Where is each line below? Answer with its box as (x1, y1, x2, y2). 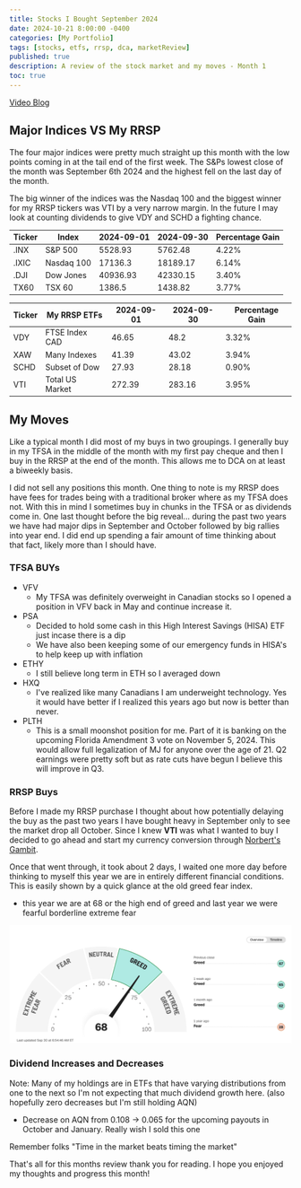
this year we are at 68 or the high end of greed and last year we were (21, 898, 278, 909)
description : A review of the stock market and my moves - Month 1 (9, 62, 267, 71)
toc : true (9, 72, 47, 81)
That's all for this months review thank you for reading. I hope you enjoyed (9, 1158, 284, 1169)
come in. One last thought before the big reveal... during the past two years (9, 511, 287, 521)
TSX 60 (45, 283, 73, 293)
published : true (9, 52, 70, 62)
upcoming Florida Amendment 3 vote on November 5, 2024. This (35, 734, 276, 745)
